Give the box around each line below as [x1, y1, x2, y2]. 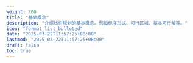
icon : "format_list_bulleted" [6, 25, 83, 32]
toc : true [6, 48, 32, 54]
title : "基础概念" [6, 14, 50, 20]
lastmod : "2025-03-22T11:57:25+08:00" [6, 37, 105, 43]
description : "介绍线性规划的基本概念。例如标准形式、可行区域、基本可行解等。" [6, 20, 188, 26]
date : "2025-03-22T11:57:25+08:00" [6, 31, 97, 37]
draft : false [6, 43, 40, 49]
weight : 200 [6, 8, 37, 15]
